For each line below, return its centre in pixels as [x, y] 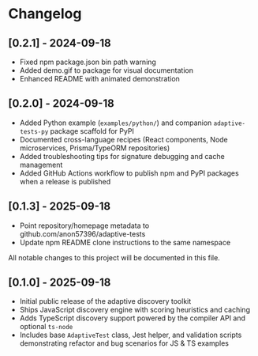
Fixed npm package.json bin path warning [88, 62]
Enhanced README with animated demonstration [99, 79]
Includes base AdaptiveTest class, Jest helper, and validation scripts [131, 335]
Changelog [45, 14]
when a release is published [65, 181]
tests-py [34, 131]
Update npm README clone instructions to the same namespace [125, 242]
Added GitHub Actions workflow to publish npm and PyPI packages [129, 173]
